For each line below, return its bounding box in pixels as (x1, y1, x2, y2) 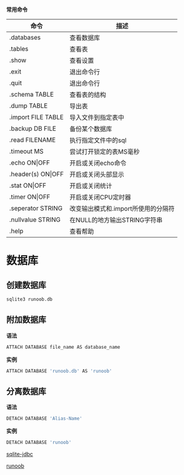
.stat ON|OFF (9, 182, 47, 190)
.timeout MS (9, 147, 44, 155)
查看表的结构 (69, 91, 107, 99)
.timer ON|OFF (9, 193, 50, 201)
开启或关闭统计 (69, 182, 113, 190)
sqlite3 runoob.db (6, 296, 53, 302)
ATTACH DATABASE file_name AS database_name (6, 344, 120, 350)
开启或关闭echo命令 (69, 159, 126, 167)
